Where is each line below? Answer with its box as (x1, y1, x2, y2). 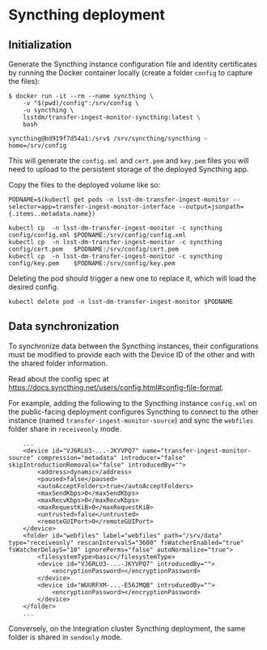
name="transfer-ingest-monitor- (142, 446, 252, 454)
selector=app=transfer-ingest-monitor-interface (8, 203, 176, 211)
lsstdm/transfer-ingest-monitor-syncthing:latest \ (23, 113, 201, 121)
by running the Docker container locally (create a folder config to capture (8, 68, 253, 78)
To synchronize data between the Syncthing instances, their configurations (8, 341, 259, 351)
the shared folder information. (8, 358, 108, 368)
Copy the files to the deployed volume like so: (8, 180, 161, 189)
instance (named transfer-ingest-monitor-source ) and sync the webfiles (8, 415, 254, 425)
